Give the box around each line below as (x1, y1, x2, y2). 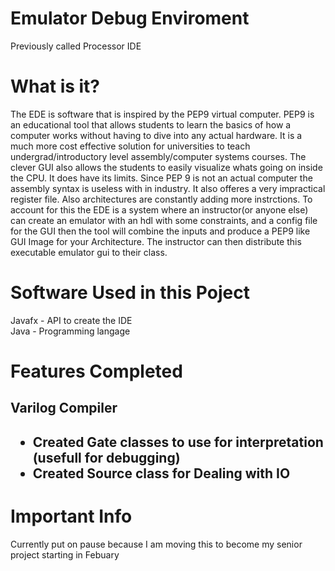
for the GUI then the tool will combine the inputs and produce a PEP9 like (10, 225, 311, 237)
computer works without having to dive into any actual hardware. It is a (10, 129, 303, 141)
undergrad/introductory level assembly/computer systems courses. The (10, 150, 307, 162)
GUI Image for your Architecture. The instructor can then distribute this (10, 235, 302, 247)
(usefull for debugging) (32, 449, 181, 466)
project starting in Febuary (10, 548, 120, 561)
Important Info (10, 505, 133, 527)
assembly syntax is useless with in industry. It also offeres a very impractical (10, 182, 326, 194)
